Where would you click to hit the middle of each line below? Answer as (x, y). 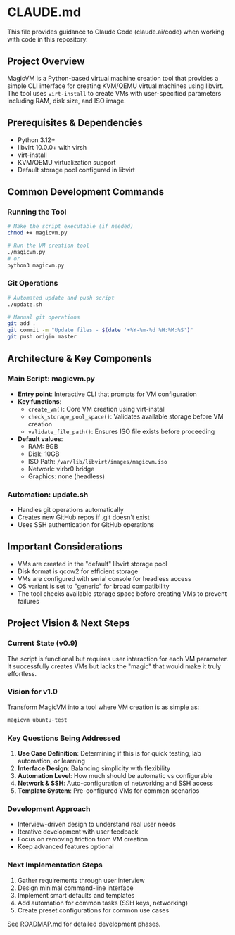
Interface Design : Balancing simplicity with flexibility (94, 768)
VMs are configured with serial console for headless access (104, 578)
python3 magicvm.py (36, 265)
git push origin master (42, 337)
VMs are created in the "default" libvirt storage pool (92, 564)
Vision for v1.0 (32, 692)
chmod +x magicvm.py (38, 233)
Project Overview (46, 62)
